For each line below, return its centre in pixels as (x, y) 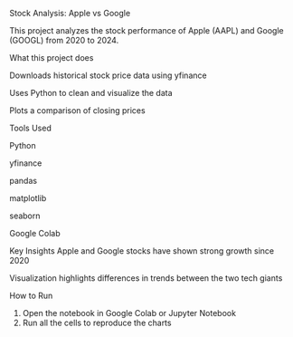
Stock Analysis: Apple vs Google (70, 13)
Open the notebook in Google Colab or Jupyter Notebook (129, 313)
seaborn (25, 216)
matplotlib (28, 198)
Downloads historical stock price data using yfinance (108, 75)
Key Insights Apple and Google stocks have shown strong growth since (142, 251)
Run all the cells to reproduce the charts (97, 323)
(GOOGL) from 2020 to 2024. (64, 40)
